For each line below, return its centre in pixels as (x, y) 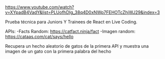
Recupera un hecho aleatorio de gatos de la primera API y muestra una (77, 46)
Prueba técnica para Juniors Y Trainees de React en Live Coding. (71, 22)
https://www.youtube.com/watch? (40, 7)
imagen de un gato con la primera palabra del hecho (58, 51)
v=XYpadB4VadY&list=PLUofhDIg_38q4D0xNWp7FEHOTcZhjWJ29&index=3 (82, 12)
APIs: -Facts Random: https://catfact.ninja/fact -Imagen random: (70, 31)
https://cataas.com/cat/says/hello (39, 37)
